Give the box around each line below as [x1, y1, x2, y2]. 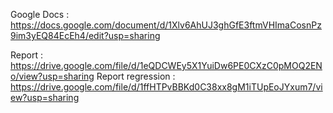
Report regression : [96, 70, 176, 82]
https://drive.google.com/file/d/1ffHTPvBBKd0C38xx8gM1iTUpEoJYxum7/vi [10, 81, 323, 93]
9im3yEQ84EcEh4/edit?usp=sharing [10, 30, 161, 41]
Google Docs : [10, 9, 70, 20]
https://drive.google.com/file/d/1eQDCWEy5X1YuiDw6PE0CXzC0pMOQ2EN [10, 60, 323, 71]
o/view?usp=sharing [10, 70, 95, 82]
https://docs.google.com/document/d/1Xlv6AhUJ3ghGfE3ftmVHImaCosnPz [10, 19, 322, 31]
